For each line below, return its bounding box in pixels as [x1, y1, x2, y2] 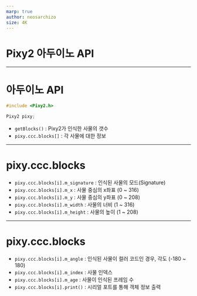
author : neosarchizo [6, 14, 57, 20]
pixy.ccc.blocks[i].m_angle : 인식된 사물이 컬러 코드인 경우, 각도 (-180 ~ [14, 255, 186, 262]
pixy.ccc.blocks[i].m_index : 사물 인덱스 [14, 268, 113, 275]
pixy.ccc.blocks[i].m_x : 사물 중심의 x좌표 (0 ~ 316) [14, 186, 140, 193]
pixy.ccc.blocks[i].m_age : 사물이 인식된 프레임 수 [14, 276, 134, 283]
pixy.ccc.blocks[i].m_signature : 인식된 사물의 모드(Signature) [14, 179, 166, 186]
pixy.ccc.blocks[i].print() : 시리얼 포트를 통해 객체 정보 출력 [14, 283, 161, 290]
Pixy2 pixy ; [6, 114, 35, 119]
